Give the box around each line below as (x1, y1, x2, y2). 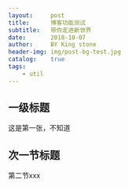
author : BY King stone (8, 41, 97, 49)
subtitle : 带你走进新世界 (8, 26, 92, 34)
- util (22, 70, 44, 78)
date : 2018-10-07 (8, 33, 87, 42)
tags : (8, 63, 26, 71)
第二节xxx (8, 170, 41, 181)
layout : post (8, 11, 65, 20)
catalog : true (8, 56, 65, 64)
